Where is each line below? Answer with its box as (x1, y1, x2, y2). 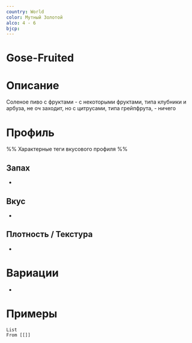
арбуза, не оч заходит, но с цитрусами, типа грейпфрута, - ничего (6, 105, 176, 112)
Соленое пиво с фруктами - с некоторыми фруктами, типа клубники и (6, 98, 187, 105)
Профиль (6, 126, 55, 139)
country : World (6, 8, 44, 15)
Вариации (6, 266, 59, 280)
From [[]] (6, 332, 31, 338)
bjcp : (6, 25, 20, 32)
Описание (6, 78, 59, 92)
